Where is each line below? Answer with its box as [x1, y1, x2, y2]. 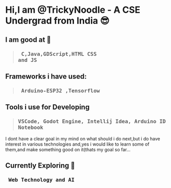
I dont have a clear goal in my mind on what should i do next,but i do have [5, 135, 160, 142]
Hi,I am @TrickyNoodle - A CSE [5, 4, 140, 16]
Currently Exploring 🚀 [5, 161, 76, 170]
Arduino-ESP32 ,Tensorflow [21, 87, 100, 94]
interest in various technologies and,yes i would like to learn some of [5, 141, 150, 147]
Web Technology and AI [8, 176, 75, 183]
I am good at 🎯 [5, 35, 52, 44]
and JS [17, 57, 37, 63]
